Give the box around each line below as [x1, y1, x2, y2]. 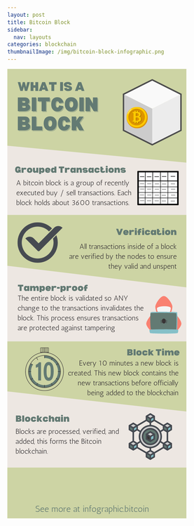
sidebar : [7, 26, 33, 33]
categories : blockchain [7, 41, 77, 48]
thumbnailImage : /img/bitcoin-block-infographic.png [7, 48, 165, 55]
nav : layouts [13, 34, 52, 41]
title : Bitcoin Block [7, 18, 71, 26]
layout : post [7, 11, 46, 18]
